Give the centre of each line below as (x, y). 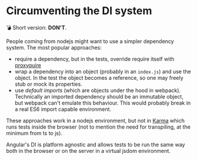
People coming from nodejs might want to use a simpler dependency (90, 41)
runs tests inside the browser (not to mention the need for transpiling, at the (98, 127)
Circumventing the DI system (79, 11)
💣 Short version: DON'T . (36, 27)
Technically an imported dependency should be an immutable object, (99, 96)
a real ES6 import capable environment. (63, 109)
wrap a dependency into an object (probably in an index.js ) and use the (103, 71)
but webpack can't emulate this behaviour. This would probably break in (103, 103)
